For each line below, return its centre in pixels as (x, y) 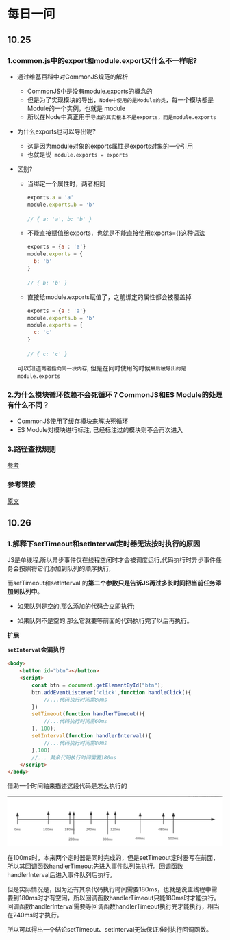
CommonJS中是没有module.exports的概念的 (90, 91)
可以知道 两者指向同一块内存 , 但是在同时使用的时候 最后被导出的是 (102, 368)
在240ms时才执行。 (35, 915)
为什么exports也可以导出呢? (56, 131)
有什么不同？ (28, 405)
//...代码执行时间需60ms (75, 722)
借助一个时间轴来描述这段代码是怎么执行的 (67, 786)
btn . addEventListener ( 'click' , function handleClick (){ (112, 692)
